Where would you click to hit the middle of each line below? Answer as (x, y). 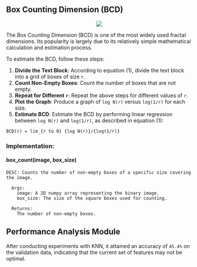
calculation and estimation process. (49, 47)
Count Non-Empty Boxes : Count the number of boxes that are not (95, 83)
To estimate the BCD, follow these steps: (55, 59)
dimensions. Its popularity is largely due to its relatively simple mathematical (98, 41)
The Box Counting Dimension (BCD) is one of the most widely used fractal (96, 35)
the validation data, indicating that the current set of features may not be (94, 252)
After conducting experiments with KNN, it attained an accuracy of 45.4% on (98, 246)
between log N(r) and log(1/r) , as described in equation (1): (89, 120)
